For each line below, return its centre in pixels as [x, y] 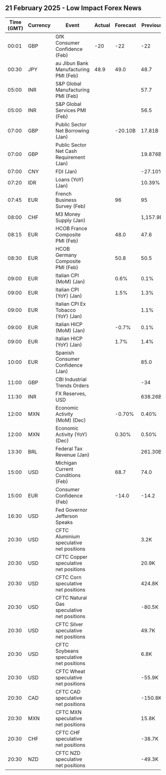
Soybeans [67, 651]
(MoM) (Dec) [70, 420]
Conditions [68, 475]
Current [64, 469]
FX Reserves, [71, 393]
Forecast [125, 25]
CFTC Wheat [70, 671]
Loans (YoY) [69, 179]
